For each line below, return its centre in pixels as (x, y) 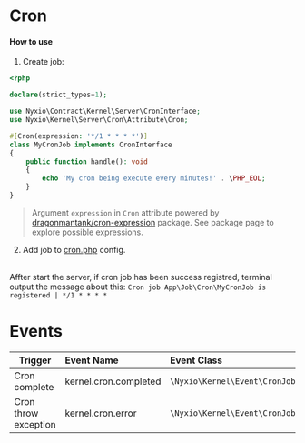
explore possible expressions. (87, 232)
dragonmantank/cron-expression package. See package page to (152, 222)
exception (35, 424)
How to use (31, 41)
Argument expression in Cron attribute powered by (125, 212)
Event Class (196, 360)
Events (36, 332)
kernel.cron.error (101, 413)
